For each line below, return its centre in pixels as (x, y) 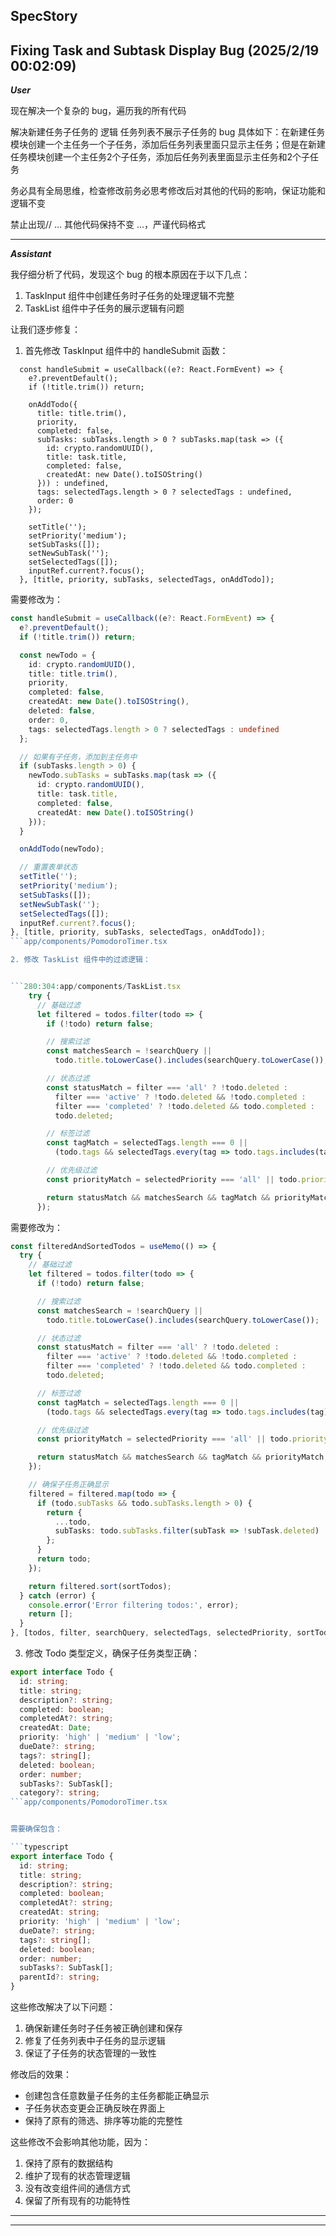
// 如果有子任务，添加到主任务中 (78, 757)
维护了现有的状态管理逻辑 (77, 2176)
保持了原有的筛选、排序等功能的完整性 (103, 2121)
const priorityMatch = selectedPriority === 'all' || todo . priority (182, 1439)
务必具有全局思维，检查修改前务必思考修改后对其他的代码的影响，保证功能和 (168, 191)
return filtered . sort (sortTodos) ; (100, 1586)
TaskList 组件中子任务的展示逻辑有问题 (104, 308)
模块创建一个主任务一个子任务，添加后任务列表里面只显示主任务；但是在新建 (168, 145)
